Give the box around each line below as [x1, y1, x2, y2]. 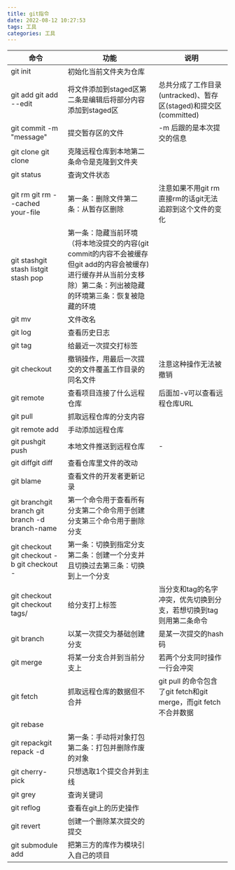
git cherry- [10, 767, 48, 777]
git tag [10, 340, 32, 350]
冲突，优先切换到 [158, 595, 215, 605]
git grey [10, 789, 36, 799]
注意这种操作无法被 [158, 359, 222, 369]
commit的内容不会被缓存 [67, 249, 149, 259]
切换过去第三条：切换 [74, 561, 145, 571]
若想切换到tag [172, 605, 219, 615]
